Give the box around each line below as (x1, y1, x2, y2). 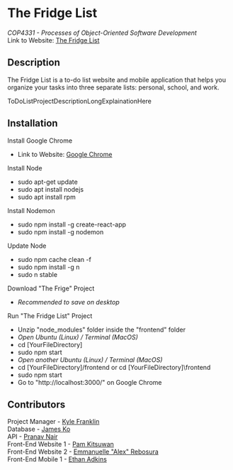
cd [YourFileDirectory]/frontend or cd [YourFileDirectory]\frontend (17, 363, 211, 371)
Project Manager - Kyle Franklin (7, 417, 100, 426)
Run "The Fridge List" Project (7, 311, 93, 320)
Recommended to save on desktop (17, 297, 120, 306)
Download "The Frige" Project (7, 284, 95, 293)
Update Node (7, 241, 47, 250)
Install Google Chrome (7, 136, 73, 145)
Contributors (7, 398, 66, 410)
